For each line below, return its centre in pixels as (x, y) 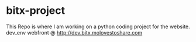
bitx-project (36, 11)
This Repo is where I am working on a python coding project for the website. (98, 26)
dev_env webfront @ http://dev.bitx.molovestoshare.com (74, 32)
